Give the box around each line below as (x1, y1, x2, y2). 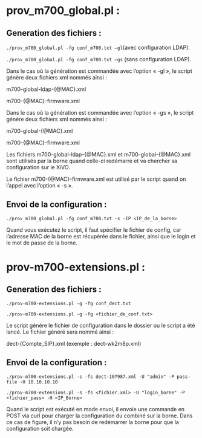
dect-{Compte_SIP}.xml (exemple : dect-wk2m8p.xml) (6, 340, 142, 347)
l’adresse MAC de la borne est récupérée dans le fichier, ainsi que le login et (6, 232, 196, 240)
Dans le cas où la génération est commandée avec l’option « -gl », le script (6, 67, 192, 75)
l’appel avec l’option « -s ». (6, 182, 73, 189)
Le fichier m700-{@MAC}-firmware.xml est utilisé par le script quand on (6, 175, 186, 183)
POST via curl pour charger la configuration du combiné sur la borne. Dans (6, 412, 193, 419)
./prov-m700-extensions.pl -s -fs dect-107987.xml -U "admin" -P (6, 374, 174, 380)
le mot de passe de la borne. (6, 239, 77, 246)
